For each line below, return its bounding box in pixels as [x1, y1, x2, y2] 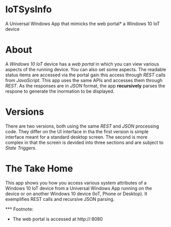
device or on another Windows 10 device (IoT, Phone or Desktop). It [5, 191, 148, 197]
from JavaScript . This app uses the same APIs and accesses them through [5, 77, 163, 83]
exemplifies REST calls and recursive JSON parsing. [5, 196, 115, 202]
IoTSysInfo [5, 4, 52, 15]
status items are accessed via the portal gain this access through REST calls [5, 72, 166, 78]
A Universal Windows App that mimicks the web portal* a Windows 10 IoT [5, 20, 160, 27]
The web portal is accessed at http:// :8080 [12, 216, 103, 222]
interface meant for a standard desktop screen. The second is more [5, 134, 148, 140]
